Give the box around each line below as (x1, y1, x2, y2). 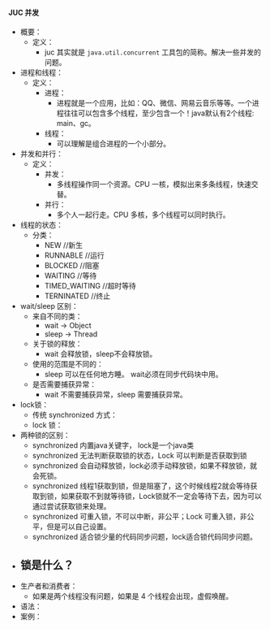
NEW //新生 (44, 241, 84, 250)
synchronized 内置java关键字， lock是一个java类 (32, 440, 195, 450)
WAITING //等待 (44, 271, 97, 280)
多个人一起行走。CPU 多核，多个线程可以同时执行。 (56, 210, 230, 219)
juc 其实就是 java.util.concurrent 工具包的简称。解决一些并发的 (44, 47, 262, 57)
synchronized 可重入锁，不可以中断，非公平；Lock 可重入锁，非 (32, 512, 247, 522)
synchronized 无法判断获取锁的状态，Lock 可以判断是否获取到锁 (32, 451, 247, 461)
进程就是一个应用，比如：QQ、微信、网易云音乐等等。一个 (56, 98, 253, 108)
